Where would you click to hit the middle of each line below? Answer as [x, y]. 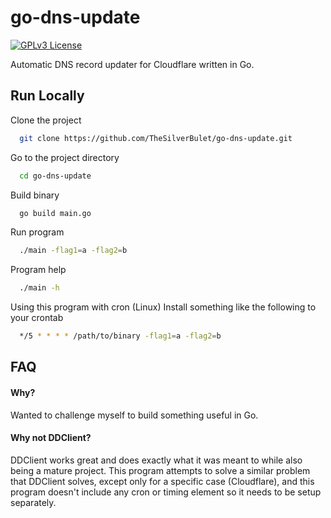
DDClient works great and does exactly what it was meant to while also [156, 460]
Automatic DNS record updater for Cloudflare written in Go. [132, 64]
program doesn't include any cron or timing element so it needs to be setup [166, 492]
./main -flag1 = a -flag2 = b [73, 251]
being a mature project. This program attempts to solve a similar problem [160, 470]
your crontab [37, 318]
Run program [37, 232]
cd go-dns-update [55, 176]
